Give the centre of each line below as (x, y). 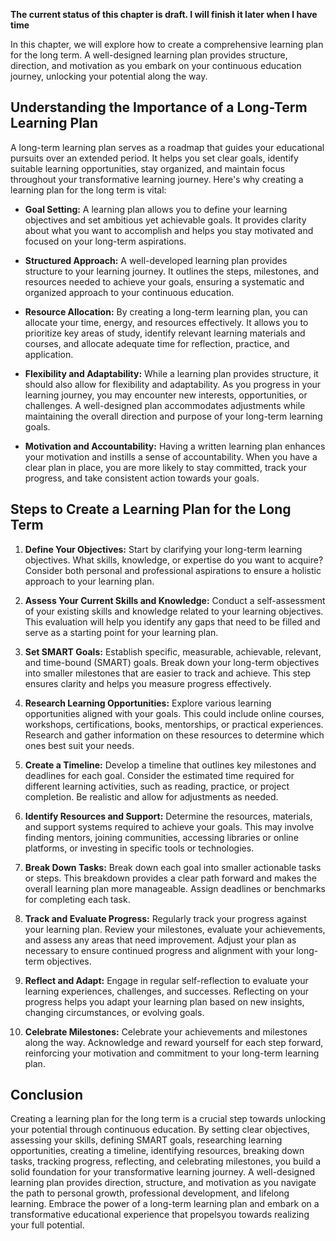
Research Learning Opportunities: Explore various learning (148, 703)
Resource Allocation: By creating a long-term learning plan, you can (166, 311)
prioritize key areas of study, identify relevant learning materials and (165, 333)
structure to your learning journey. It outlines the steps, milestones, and (172, 271)
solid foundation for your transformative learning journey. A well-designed (163, 1172)
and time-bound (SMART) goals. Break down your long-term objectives (172, 662)
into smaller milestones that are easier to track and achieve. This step (168, 673)
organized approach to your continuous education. (129, 292)
